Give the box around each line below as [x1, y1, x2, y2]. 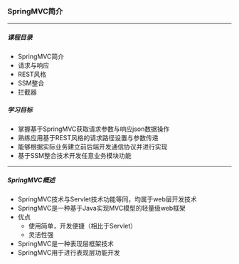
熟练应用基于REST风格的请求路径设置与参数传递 [17, 134, 159, 142]
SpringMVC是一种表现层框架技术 [17, 240, 115, 248]
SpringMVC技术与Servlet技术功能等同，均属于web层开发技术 [17, 195, 197, 204]
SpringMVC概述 [7, 176, 55, 184]
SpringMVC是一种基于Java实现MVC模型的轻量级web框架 [17, 204, 186, 213]
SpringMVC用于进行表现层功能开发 [17, 248, 121, 257]
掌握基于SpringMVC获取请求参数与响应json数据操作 [17, 125, 170, 133]
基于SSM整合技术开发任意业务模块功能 [17, 152, 132, 160]
